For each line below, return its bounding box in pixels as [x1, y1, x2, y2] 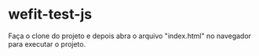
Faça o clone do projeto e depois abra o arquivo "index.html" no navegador [8, 31, 252, 40]
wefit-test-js [8, 5, 93, 23]
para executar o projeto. [8, 39, 86, 48]
